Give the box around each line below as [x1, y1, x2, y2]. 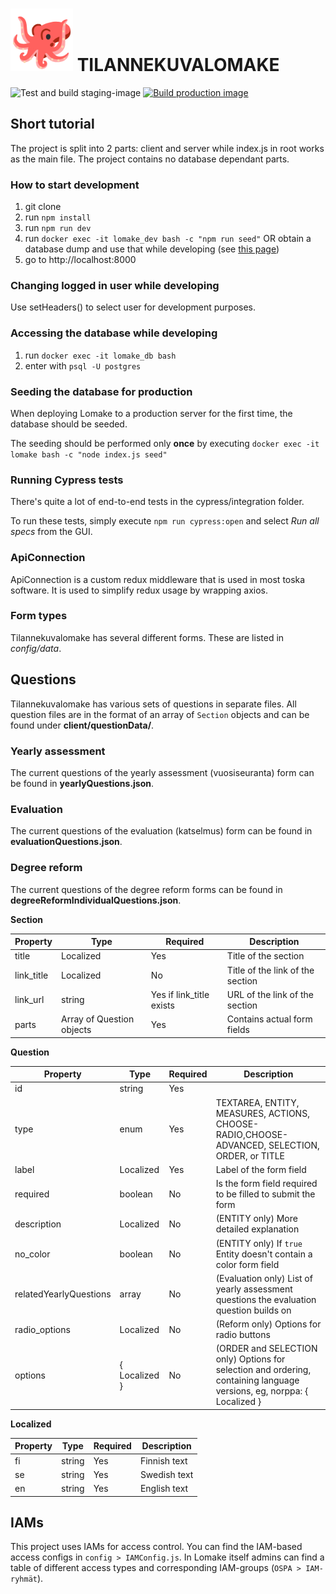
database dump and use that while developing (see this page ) [24, 243, 280, 255]
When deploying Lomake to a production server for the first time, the [10, 407, 293, 419]
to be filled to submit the [215, 1188, 316, 1200]
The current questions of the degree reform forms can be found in [10, 883, 283, 895]
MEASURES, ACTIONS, [215, 1107, 310, 1119]
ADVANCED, [215, 1139, 267, 1151]
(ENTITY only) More [215, 1213, 298, 1225]
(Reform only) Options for [215, 1318, 322, 1330]
